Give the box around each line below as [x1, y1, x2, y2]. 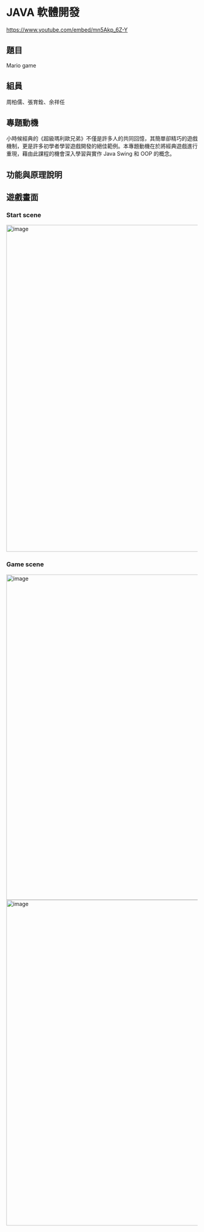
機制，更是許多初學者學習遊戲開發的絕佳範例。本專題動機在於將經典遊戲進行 [6, 142, 198, 150]
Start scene [6, 211, 41, 220]
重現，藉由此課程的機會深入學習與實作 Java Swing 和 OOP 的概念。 [6, 150, 175, 157]
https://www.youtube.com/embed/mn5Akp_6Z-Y [6, 26, 128, 33]
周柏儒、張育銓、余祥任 [6, 98, 65, 105]
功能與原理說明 [6, 170, 63, 180]
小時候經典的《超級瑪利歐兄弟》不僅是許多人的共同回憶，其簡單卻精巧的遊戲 [6, 135, 198, 142]
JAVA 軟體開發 [6, 5, 80, 19]
